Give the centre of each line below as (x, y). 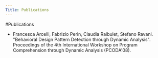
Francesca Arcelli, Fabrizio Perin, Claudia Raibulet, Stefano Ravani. (83, 34)
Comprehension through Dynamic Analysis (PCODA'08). (72, 50)
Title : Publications (27, 10)
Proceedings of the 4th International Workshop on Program (75, 45)
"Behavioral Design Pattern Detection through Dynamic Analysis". (82, 39)
